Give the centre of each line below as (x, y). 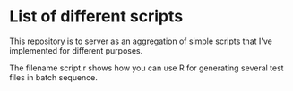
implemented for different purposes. (76, 50)
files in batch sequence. (54, 77)
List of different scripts (96, 17)
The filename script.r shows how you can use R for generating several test (146, 68)
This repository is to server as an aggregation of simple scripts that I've (141, 41)
